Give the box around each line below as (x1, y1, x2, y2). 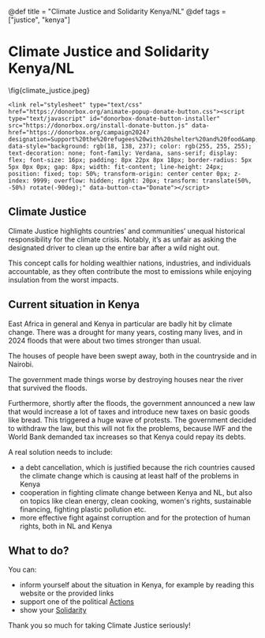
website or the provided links (19, 588, 114, 599)
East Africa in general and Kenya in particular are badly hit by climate (8, 319, 233, 328)
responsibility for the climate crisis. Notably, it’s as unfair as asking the (8, 235, 237, 244)
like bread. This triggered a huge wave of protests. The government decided (8, 415, 256, 425)
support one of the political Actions (19, 597, 134, 606)
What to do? (8, 544, 69, 557)
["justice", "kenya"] (8, 15, 71, 24)
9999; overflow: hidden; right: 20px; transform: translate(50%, (32, 177, 252, 185)
